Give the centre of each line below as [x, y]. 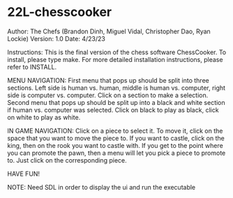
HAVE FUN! [24, 174]
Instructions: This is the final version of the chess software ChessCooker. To [117, 52]
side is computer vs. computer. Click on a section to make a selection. [108, 95]
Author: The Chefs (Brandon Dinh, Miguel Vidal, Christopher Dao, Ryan [109, 31]
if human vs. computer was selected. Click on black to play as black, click [113, 110]
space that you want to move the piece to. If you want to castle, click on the [116, 138]
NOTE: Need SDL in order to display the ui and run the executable [102, 187]
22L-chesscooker [60, 12]
